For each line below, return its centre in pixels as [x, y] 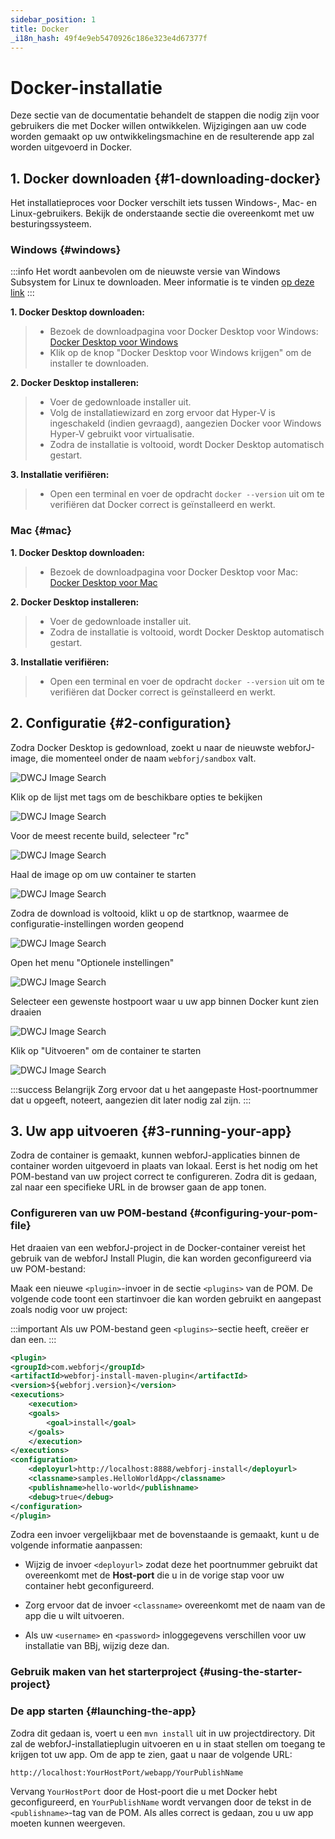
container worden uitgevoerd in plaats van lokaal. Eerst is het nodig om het [164, 1166]
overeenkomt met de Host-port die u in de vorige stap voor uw [154, 1575]
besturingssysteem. [51, 224]
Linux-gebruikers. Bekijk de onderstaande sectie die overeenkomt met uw [162, 213]
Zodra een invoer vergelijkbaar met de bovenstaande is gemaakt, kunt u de [165, 1535]
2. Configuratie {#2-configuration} [121, 723]
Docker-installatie [86, 87]
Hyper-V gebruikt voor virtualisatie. [122, 434]
